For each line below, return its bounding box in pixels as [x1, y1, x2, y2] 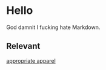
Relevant [6, 41, 41, 51]
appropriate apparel [6, 57, 56, 64]
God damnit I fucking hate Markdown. [6, 24, 101, 31]
